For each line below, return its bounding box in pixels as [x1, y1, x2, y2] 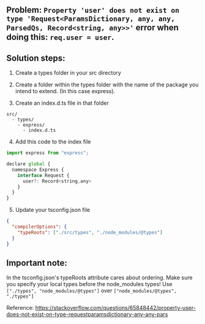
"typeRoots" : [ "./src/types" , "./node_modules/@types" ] [17, 229, 163, 235]
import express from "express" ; [6, 150, 89, 156]
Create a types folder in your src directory [15, 69, 121, 77]
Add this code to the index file [15, 138, 91, 146]
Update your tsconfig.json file [15, 206, 91, 214]
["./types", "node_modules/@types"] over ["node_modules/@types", [6, 287, 177, 295]
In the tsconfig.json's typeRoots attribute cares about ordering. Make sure [6, 274, 193, 281]
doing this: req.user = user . [6, 32, 114, 42]
